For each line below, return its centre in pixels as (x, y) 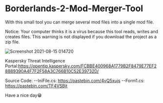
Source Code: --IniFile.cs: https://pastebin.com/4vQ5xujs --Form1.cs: (75, 81)
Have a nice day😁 (24, 95)
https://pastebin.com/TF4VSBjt (36, 85)
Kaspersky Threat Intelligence (35, 61)
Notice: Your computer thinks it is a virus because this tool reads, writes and (82, 31)
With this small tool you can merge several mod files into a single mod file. (80, 22)
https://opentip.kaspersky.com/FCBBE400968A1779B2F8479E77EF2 (87, 66)
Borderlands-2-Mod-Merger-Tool (74, 9)
